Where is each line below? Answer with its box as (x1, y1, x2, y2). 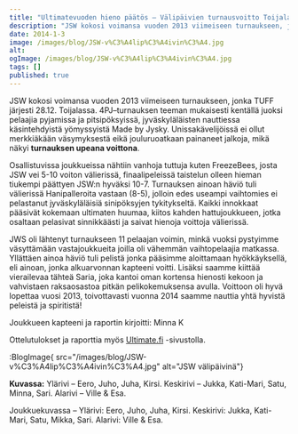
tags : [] (9, 63, 42, 72)
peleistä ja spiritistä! (9, 300, 82, 310)
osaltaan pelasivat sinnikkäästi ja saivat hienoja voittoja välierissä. (9, 216, 249, 227)
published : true (9, 71, 69, 80)
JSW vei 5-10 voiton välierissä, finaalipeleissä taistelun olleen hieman (9, 169, 262, 180)
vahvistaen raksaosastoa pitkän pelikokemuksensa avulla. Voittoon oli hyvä (9, 281, 284, 292)
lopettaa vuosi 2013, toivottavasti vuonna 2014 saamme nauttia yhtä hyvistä (9, 290, 286, 301)
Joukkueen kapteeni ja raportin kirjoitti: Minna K (9, 317, 184, 327)
